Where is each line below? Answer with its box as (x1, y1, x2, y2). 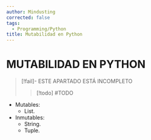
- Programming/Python (12, 25, 67, 32)
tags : (6, 20, 20, 26)
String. (24, 121, 41, 128)
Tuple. (24, 127, 41, 134)
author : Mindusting (6, 8, 56, 15)
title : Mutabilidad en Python (6, 32, 83, 38)
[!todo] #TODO (36, 89, 74, 97)
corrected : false (6, 15, 50, 21)
